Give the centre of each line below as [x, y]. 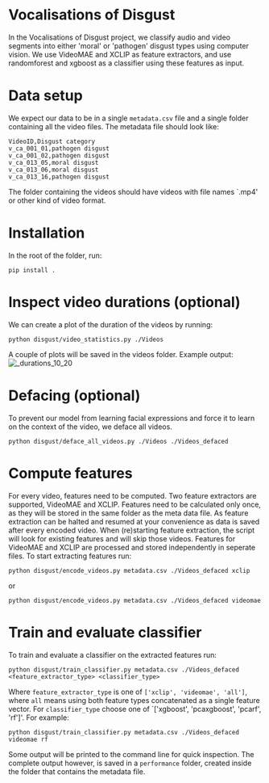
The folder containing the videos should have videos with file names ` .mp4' [133, 192]
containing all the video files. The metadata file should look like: [114, 126]
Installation [47, 233]
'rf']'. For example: [39, 718]
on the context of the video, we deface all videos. [91, 427]
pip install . [32, 270]
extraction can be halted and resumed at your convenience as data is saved [134, 521]
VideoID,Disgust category [52, 141]
